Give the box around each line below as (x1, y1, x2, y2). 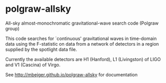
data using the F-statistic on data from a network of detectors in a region (5, 40, 159, 47)
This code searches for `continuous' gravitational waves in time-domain (5, 35, 157, 42)
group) (5, 25, 19, 31)
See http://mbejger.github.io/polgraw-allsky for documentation (5, 71, 138, 77)
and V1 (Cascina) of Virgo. (5, 61, 60, 68)
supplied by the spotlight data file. (5, 46, 77, 52)
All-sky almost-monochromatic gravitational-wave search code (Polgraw (5, 20, 159, 26)
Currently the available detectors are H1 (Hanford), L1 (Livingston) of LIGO (5, 56, 161, 62)
